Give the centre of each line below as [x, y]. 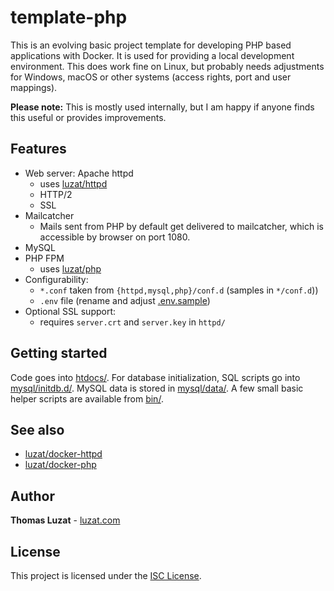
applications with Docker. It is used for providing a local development [152, 55]
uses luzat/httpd [73, 183]
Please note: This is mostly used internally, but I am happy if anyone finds [162, 107]
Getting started [59, 353]
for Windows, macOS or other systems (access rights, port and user [151, 77]
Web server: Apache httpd [79, 173]
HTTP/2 [56, 194]
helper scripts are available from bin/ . [87, 398]
